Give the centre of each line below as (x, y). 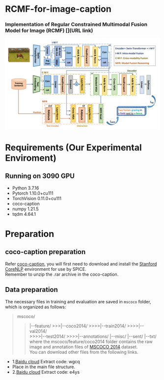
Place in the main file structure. (44, 367)
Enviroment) (31, 158)
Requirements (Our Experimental (74, 147)
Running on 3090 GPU (40, 176)
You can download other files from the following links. (84, 352)
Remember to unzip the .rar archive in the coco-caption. (62, 274)
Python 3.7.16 (26, 188)
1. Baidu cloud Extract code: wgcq (46, 361)
